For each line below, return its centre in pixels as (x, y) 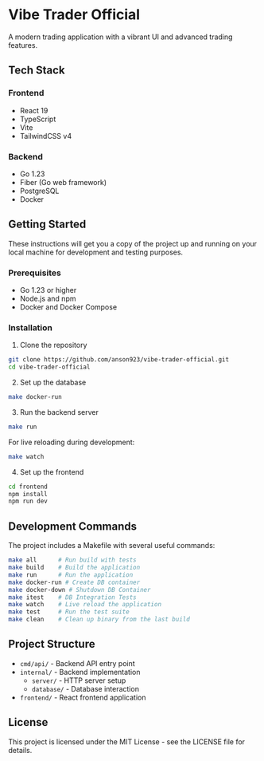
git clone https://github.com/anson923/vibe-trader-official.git (118, 360)
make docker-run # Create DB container (74, 582)
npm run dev (28, 501)
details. (20, 750)
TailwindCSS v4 (46, 136)
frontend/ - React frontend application (83, 697)
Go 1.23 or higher (48, 290)
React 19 (34, 110)
